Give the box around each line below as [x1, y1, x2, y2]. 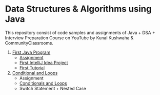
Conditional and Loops [12, 70, 58, 76]
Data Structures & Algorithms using [5, 3, 152, 15]
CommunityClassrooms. [5, 40, 54, 46]
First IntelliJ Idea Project [19, 60, 68, 65]
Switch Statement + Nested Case [19, 85, 86, 91]
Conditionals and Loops [19, 80, 67, 86]
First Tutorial [19, 64, 45, 71]
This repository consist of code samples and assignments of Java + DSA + [5, 30, 155, 35]
